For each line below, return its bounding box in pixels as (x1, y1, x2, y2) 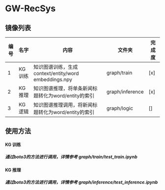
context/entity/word (33, 70, 79, 76)
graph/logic (106, 105, 134, 112)
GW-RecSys (5, 3, 56, 14)
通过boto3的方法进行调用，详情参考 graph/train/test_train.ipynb (5, 154, 137, 160)
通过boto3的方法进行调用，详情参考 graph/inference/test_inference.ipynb (5, 179, 158, 185)
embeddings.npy (33, 76, 73, 83)
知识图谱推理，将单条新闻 (33, 85, 93, 92)
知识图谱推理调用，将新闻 (33, 101, 93, 108)
